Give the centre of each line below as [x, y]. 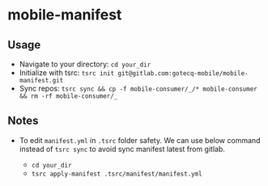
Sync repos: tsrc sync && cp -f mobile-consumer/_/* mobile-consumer [138, 88]
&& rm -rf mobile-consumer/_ [68, 96]
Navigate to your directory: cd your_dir [85, 64]
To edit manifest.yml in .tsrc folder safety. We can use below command [140, 140]
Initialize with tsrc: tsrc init [67, 73]
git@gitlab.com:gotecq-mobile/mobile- [183, 74]
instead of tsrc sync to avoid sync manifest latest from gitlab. [122, 149]
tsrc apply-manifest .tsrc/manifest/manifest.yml [117, 174]
